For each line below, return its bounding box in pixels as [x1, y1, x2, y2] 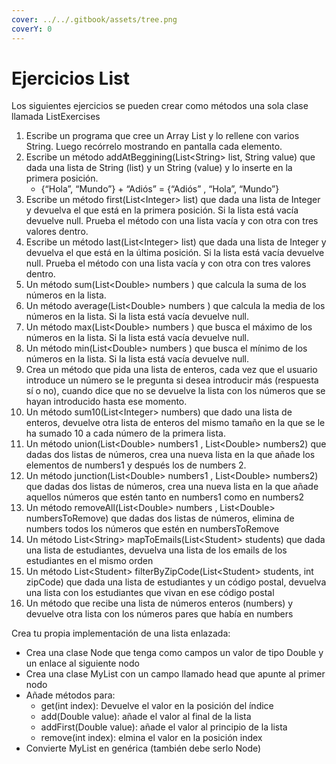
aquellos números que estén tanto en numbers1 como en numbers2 [25, 491, 305, 503]
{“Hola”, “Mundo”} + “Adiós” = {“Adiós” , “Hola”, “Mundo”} [40, 183, 280, 195]
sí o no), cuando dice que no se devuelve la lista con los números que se [25, 385, 326, 397]
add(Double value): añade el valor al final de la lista [40, 711, 252, 723]
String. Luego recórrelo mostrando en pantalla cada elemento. [25, 141, 283, 153]
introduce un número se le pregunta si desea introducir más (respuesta [25, 374, 319, 386]
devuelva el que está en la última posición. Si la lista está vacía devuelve [25, 247, 325, 259]
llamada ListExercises [11, 111, 101, 123]
